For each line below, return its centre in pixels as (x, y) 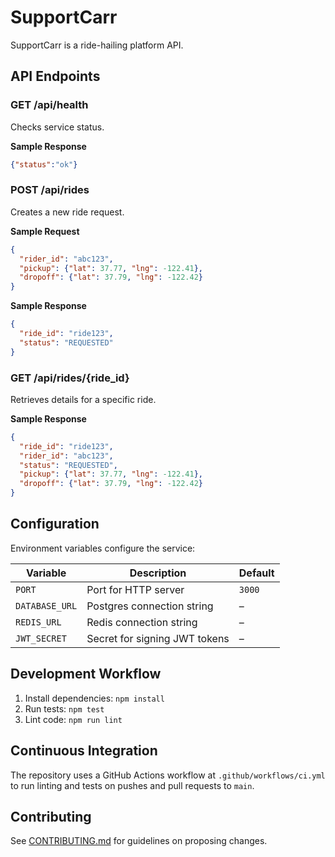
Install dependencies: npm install (94, 698)
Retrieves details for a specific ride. (83, 399)
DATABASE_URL (46, 605)
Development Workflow (86, 674)
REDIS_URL (38, 622)
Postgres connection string (150, 606)
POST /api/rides (50, 190)
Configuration (55, 524)
